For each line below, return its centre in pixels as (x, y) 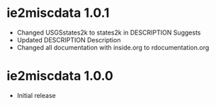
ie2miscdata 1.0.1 (58, 13)
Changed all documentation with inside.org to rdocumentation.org (113, 47)
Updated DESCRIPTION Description (69, 39)
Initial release (36, 95)
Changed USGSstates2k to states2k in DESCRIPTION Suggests (109, 32)
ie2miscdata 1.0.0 (60, 76)
